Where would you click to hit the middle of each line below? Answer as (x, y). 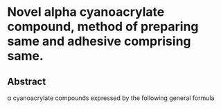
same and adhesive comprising (99, 41)
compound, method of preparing (103, 27)
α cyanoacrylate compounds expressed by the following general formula (111, 98)
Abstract (27, 81)
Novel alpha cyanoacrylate (86, 12)
